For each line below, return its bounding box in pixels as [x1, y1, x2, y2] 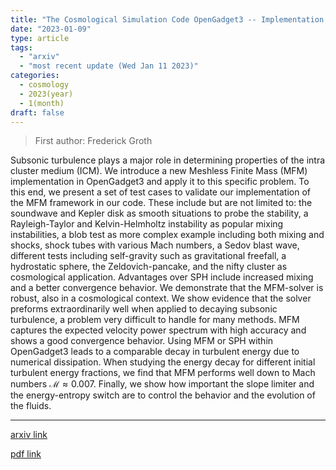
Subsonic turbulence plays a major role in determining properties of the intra [10, 154, 326, 166]
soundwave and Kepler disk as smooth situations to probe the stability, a [10, 207, 309, 220]
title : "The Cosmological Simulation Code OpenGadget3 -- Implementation [10, 14, 325, 25]
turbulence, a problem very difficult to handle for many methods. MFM [10, 314, 300, 326]
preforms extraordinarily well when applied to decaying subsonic [10, 303, 278, 315]
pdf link [10, 448, 42, 460]
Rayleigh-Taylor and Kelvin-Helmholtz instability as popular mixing [10, 218, 284, 230]
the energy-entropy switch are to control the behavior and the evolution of [10, 389, 316, 401]
